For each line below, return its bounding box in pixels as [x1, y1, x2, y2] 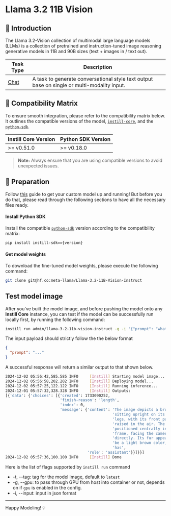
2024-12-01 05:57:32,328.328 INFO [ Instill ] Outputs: [5, 388, 131, 394]
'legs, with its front [112, 416, 160, 422]
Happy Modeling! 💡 [5, 504, 46, 511]
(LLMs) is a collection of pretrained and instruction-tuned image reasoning [5, 43, 162, 49]
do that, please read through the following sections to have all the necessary [5, 196, 166, 203]
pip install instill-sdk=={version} [5, 240, 83, 245]
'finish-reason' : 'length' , [60, 398, 120, 403]
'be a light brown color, [112, 440, 167, 446]
